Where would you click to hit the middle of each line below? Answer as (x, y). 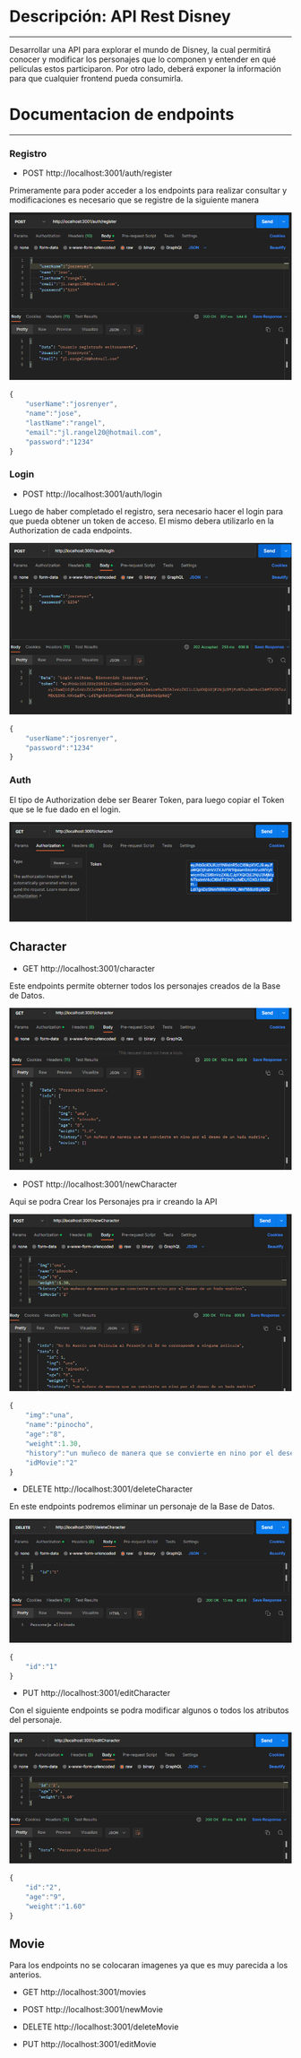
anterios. (26, 1975)
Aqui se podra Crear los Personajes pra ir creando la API (113, 1201)
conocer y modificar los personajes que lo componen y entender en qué (142, 59)
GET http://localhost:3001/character (88, 968)
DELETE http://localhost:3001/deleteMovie (100, 2027)
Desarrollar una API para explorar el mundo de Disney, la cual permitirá (140, 49)
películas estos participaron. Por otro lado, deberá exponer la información (146, 68)
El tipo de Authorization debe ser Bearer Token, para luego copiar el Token (147, 800)
